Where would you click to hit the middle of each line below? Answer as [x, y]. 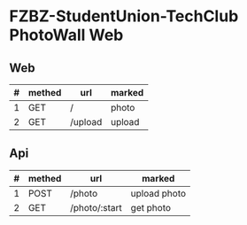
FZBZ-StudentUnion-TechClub [124, 16]
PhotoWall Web [66, 35]
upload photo [158, 193]
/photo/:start [96, 207]
